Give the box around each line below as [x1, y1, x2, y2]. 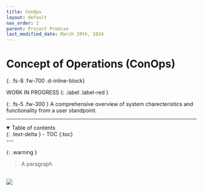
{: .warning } [6, 149, 37, 156]
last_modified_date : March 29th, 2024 [6, 31, 104, 37]
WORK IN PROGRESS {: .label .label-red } [6, 89, 109, 96]
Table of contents [11, 124, 56, 131]
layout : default [6, 14, 47, 20]
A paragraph [21, 160, 53, 168]
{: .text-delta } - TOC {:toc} [6, 131, 74, 138]
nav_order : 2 [6, 20, 39, 26]
